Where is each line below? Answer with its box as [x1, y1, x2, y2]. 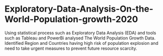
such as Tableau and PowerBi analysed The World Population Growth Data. [4, 35, 156, 41]
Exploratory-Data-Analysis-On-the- [4, 3, 154, 15]
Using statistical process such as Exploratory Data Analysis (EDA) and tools [4, 30, 157, 36]
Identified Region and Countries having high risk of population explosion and [4, 40, 159, 46]
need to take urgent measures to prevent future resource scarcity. [4, 45, 137, 51]
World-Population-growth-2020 [4, 14, 138, 25]
